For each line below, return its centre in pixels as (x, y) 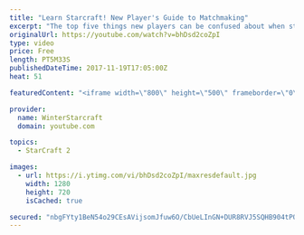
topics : (24, 142)
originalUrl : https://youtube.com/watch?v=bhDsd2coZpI (115, 34)
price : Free (32, 52)
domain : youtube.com (56, 126)
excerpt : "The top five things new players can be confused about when (147, 26)
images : (24, 167)
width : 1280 (48, 183)
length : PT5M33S (40, 60)
